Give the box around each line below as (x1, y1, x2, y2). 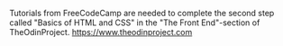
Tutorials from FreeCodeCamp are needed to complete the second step (9, 8, 275, 18)
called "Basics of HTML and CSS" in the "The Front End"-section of (9, 17, 260, 28)
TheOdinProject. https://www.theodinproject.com (9, 27, 193, 37)
